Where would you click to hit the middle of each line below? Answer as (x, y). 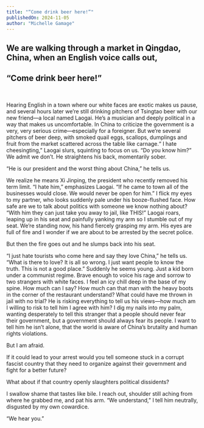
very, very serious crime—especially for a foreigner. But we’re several (93, 130)
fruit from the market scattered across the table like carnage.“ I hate (92, 143)
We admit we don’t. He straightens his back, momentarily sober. (86, 157)
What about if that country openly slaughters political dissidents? (88, 382)
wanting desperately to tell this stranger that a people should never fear (96, 314)
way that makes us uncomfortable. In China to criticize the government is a (100, 124)
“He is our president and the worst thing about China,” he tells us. (88, 168)
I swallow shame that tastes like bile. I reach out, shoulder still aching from (100, 393)
